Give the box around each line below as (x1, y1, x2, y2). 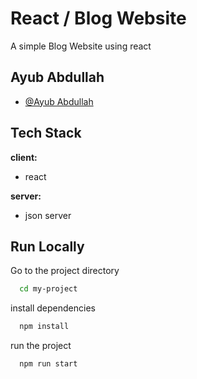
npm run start (19, 359, 78, 369)
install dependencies (10, 302, 96, 314)
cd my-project (19, 284, 78, 294)
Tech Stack (10, 125, 82, 142)
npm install (19, 322, 70, 332)
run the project (10, 340, 72, 352)
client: (10, 151, 38, 163)
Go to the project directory (10, 265, 120, 277)
